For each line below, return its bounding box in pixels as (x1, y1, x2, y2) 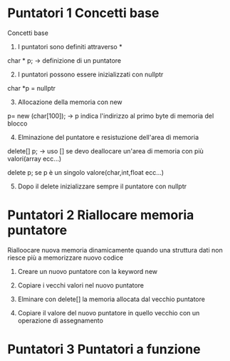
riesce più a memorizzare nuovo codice (7, 253, 123, 262)
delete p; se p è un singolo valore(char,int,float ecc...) (7, 168, 164, 176)
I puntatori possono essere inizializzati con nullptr (17, 70, 164, 78)
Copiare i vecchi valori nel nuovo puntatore (17, 280, 145, 290)
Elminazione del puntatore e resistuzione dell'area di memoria (17, 133, 199, 141)
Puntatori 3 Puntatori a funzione (7, 341, 201, 357)
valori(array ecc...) (7, 154, 62, 163)
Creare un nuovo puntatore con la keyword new (17, 267, 158, 275)
